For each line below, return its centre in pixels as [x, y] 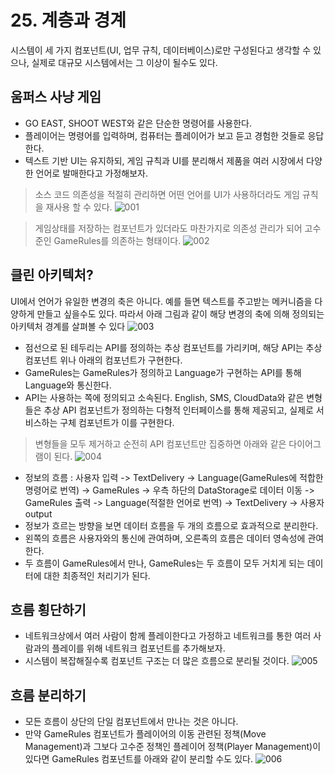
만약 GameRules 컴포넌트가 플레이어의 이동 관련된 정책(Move [145, 734]
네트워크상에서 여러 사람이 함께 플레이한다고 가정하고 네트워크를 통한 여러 [168, 636]
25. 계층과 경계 [68, 20]
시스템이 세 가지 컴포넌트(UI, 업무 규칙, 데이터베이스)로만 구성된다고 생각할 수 [161, 50]
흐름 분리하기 [48, 695]
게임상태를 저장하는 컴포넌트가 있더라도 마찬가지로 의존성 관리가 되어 [168, 228]
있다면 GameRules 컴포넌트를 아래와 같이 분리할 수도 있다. [138, 759]
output [38, 513]
